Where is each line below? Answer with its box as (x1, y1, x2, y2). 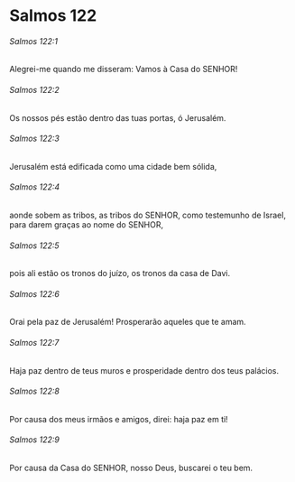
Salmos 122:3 (9, 133, 60, 144)
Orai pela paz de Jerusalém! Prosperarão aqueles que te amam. (9, 317, 246, 328)
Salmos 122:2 (9, 84, 60, 95)
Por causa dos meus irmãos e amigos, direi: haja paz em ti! (9, 413, 228, 424)
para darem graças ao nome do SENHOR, (9, 219, 164, 230)
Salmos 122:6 (9, 288, 60, 299)
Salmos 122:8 (9, 385, 60, 397)
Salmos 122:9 (9, 434, 60, 445)
